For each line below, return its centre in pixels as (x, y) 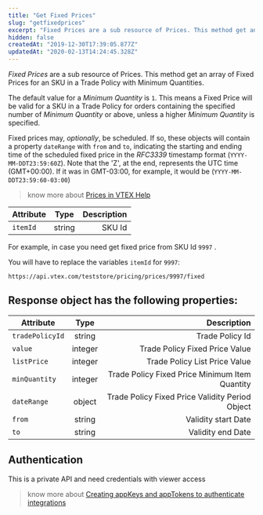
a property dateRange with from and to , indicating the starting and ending (125, 146)
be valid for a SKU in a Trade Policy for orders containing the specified (122, 106)
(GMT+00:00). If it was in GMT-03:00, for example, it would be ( (111, 171)
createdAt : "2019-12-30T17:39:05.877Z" (73, 45)
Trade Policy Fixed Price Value (195, 349)
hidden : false (31, 37)
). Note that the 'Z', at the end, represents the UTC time (150, 163)
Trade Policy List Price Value (198, 361)
